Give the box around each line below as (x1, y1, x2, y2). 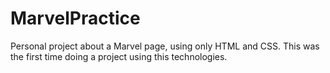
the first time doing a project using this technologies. (10, 50, 228, 62)
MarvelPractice (10, 7, 141, 30)
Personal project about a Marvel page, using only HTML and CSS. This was (10, 40, 320, 52)
